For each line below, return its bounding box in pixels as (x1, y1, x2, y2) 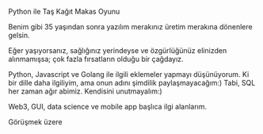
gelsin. (8, 31, 30, 40)
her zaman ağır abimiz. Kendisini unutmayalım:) (8, 86, 162, 96)
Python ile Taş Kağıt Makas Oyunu (8, 7, 120, 16)
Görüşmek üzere (8, 117, 63, 126)
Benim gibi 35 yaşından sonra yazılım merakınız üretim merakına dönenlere (8, 22, 253, 31)
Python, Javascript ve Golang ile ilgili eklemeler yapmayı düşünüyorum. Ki (8, 70, 250, 78)
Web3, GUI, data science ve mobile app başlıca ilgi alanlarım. (8, 102, 208, 111)
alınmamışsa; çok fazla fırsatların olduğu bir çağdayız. (8, 55, 184, 63)
